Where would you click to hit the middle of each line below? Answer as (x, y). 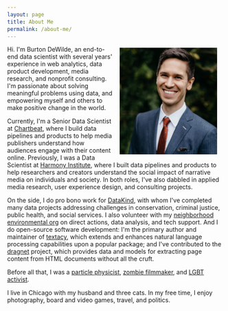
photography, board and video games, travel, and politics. (89, 300)
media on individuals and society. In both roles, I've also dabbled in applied (113, 180)
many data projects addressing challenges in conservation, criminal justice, (114, 208)
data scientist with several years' (66, 57)
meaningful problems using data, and (60, 94)
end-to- (94, 50)
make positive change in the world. (57, 108)
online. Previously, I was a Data (51, 158)
